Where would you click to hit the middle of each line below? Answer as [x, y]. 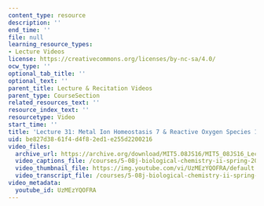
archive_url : [37, 154]
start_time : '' [33, 125]
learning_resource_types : [50, 45]
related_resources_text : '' [54, 103]
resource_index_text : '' [49, 110]
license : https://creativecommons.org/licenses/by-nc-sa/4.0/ [112, 60]
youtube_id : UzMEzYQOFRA [56, 190]
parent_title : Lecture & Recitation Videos [81, 88]
